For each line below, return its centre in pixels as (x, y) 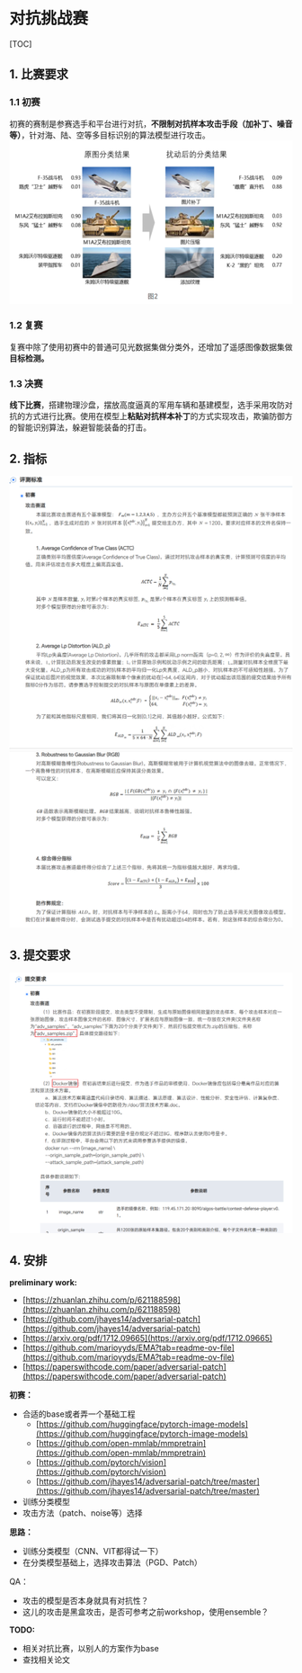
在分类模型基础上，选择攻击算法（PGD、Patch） (112, 1562)
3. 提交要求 (40, 956)
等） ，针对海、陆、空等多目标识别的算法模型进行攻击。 (110, 135)
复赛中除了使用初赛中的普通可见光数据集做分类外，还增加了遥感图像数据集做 (151, 346)
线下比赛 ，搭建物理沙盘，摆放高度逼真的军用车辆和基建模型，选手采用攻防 (147, 405)
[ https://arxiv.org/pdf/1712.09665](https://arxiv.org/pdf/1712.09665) (147, 1338)
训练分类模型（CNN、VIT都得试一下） (93, 1552)
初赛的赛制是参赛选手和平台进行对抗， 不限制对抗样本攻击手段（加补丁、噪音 (151, 123)
